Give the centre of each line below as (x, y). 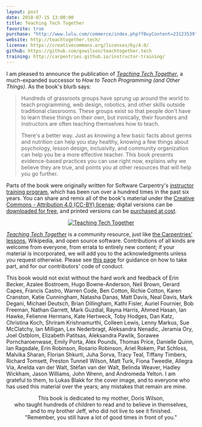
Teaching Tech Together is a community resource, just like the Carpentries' (99, 234)
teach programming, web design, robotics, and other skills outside (103, 104)
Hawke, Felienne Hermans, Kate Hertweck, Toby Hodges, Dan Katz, (90, 316)
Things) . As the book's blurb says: (49, 86)
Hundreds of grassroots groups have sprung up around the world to (105, 98)
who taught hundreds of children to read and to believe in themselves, (101, 404)
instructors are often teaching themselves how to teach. (90, 123)
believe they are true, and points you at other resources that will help (106, 167)
